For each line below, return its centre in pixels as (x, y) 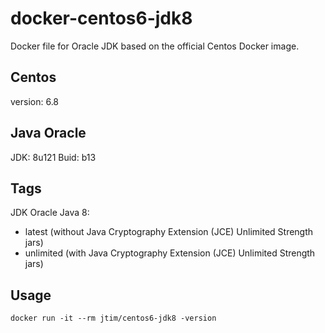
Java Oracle (48, 133)
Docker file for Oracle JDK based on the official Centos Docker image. (155, 46)
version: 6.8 (35, 101)
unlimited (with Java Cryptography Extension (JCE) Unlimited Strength (170, 253)
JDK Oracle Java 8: (50, 213)
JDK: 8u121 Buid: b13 (53, 157)
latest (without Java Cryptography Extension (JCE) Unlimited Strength (169, 232)
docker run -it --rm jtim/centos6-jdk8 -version (113, 318)
